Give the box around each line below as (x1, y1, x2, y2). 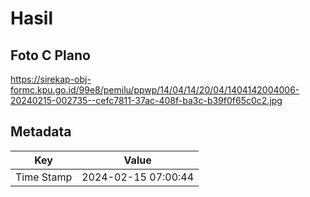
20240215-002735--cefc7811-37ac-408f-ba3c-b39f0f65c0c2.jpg (10, 95, 283, 106)
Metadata (10, 123, 72, 141)
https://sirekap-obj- (10, 73, 92, 85)
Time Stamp (15, 170, 73, 184)
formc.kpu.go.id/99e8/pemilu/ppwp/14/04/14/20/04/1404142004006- (10, 84, 300, 96)
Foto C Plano (10, 47, 91, 64)
